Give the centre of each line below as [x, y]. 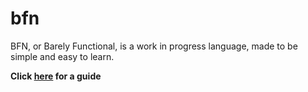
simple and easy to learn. [62, 56]
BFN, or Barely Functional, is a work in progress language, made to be [154, 46]
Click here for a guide [56, 76]
